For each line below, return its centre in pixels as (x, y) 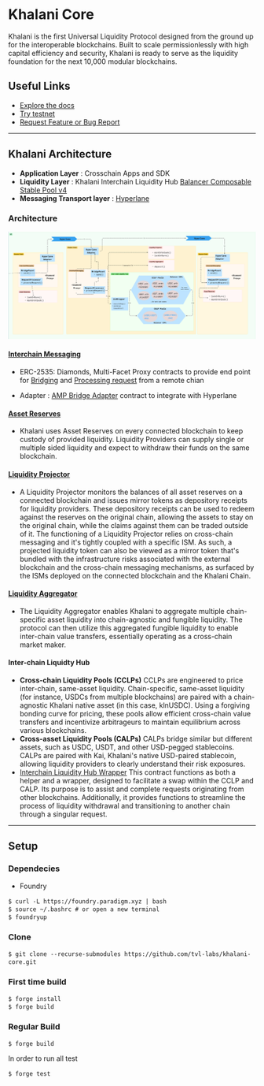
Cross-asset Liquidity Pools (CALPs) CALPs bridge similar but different (136, 738)
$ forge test (29, 1074)
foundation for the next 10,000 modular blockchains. (93, 61)
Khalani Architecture (60, 154)
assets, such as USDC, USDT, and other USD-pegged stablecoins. (127, 747)
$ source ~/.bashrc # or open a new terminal (84, 909)
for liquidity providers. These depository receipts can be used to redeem (137, 508)
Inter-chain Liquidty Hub (49, 663)
